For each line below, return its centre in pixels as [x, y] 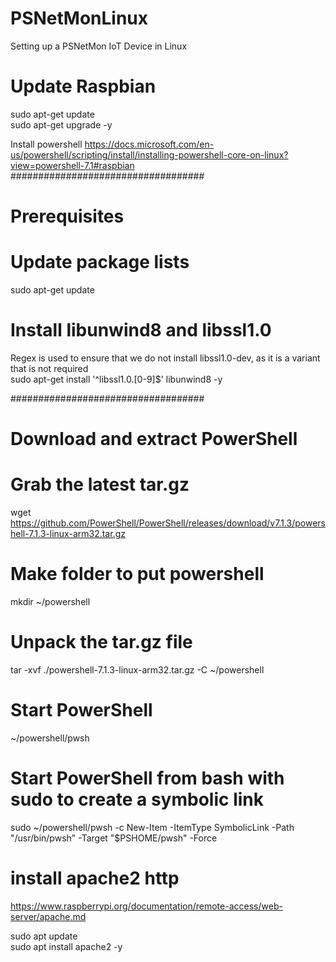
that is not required [49, 368]
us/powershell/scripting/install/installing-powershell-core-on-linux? [149, 154]
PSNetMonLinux [79, 18]
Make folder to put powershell [137, 574]
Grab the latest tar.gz [100, 484]
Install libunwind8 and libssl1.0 [141, 330]
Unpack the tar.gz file [101, 642]
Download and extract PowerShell [154, 439]
